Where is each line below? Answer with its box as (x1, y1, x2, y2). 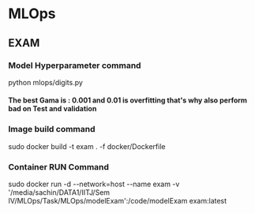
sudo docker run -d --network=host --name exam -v (8, 179, 180, 189)
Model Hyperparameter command (8, 60, 141, 71)
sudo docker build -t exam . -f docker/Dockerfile (8, 141, 166, 151)
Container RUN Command (8, 161, 109, 172)
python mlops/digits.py (8, 77, 83, 87)
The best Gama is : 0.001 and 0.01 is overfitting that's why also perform (8, 95, 247, 105)
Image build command (8, 124, 96, 135)
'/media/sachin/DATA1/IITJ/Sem (8, 188, 111, 197)
